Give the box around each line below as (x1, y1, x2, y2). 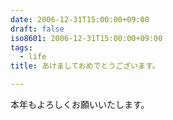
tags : (10, 42, 33, 53)
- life (19, 52, 47, 62)
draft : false (10, 24, 65, 34)
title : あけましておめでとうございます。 (10, 61, 160, 71)
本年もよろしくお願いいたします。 (10, 99, 150, 110)
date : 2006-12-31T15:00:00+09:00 (10, 14, 150, 25)
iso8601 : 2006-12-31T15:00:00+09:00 (10, 33, 163, 43)
